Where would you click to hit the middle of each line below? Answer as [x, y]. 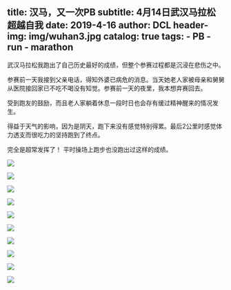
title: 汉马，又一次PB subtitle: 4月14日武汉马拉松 [111, 12]
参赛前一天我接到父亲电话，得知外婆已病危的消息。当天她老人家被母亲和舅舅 [116, 79]
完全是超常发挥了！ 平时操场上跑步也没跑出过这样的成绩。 [90, 149]
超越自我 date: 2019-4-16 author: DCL [89, 25]
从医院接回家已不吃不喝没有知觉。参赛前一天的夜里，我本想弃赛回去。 [107, 88]
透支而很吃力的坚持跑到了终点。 [58, 135]
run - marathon [40, 47]
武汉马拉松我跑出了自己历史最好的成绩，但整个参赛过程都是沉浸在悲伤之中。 [116, 65]
